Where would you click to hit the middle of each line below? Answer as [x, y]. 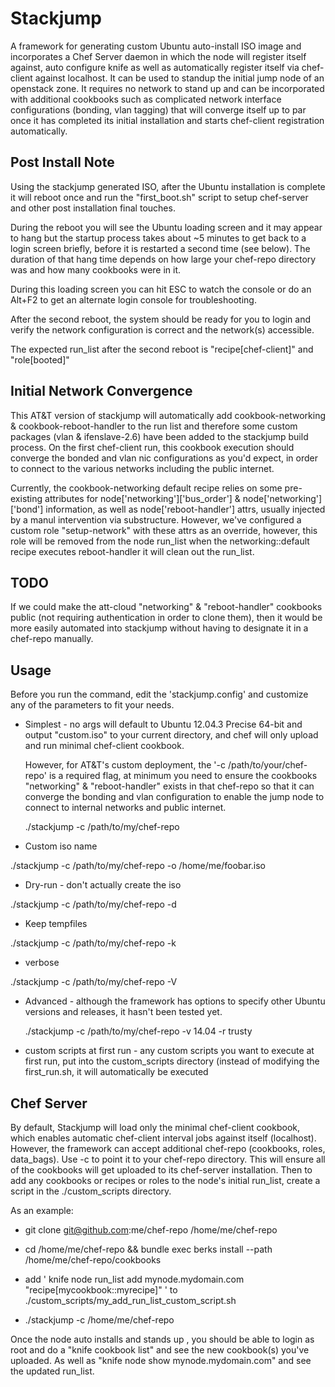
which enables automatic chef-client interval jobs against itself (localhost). [163, 1138]
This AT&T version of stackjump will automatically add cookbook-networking [168, 415]
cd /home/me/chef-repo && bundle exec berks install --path [148, 1249]
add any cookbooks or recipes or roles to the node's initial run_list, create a [165, 1180]
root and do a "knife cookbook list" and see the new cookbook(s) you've [160, 1350]
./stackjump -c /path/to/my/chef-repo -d [93, 904]
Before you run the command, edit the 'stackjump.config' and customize [159, 694]
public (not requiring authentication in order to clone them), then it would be [166, 618]
